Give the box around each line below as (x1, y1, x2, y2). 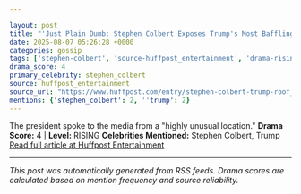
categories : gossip (9, 46, 82, 55)
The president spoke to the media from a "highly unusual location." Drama (9, 120, 284, 131)
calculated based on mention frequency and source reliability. (9, 174, 239, 185)
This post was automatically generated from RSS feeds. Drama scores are (9, 164, 285, 175)
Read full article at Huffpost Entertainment (9, 139, 165, 150)
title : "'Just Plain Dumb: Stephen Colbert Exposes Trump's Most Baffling (9, 29, 295, 38)
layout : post (9, 21, 58, 30)
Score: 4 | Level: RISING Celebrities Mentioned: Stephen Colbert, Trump (9, 130, 280, 140)
